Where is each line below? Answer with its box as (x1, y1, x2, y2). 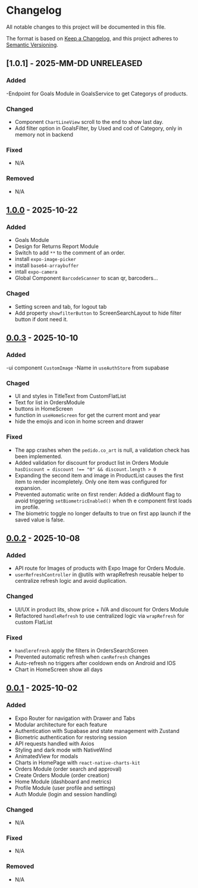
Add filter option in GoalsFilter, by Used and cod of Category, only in (14, 125, 183, 132)
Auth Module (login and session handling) (14, 790, 117, 797)
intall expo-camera (14, 268, 58, 275)
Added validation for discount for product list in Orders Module (14, 459, 169, 466)
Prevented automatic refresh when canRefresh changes (14, 653, 150, 660)
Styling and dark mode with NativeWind (14, 746, 112, 753)
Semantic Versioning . (6, 41, 58, 48)
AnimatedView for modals (14, 752, 78, 760)
